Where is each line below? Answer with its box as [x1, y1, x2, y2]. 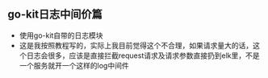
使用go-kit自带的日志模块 [19, 31, 103, 40]
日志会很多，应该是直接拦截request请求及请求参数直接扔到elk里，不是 [26, 51, 260, 60]
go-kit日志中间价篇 [7, 7, 103, 22]
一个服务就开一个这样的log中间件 [19, 60, 130, 70]
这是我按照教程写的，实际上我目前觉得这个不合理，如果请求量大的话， [19, 40, 253, 50]
